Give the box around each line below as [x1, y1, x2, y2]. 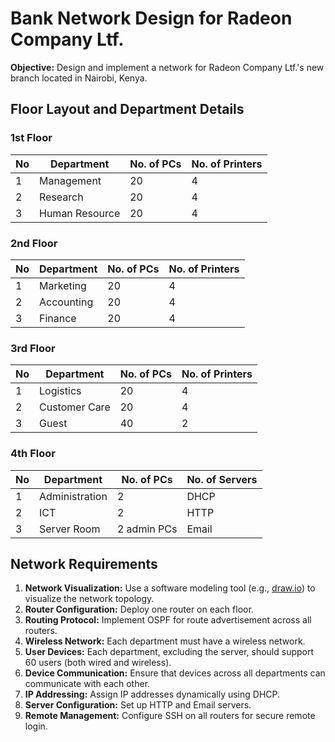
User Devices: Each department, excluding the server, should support [24, 646, 315, 658]
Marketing [39, 278, 87, 292]
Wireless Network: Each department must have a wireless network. [24, 635, 306, 647]
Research [39, 190, 84, 204]
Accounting [39, 295, 94, 309]
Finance [39, 311, 77, 325]
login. [24, 720, 48, 732]
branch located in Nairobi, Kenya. [10, 72, 148, 84]
